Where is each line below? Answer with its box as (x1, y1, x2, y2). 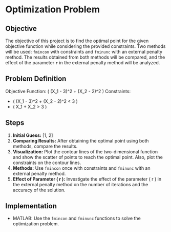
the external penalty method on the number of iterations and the (12, 181, 148, 187)
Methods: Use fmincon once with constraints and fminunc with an (12, 165, 151, 171)
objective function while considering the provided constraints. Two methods (5, 43, 166, 49)
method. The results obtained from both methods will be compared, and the (5, 54, 165, 60)
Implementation (5, 202, 57, 210)
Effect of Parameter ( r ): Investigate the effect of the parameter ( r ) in (12, 176, 162, 182)
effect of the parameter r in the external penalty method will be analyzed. (5, 60, 160, 65)
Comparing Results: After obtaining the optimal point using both (12, 137, 149, 144)
